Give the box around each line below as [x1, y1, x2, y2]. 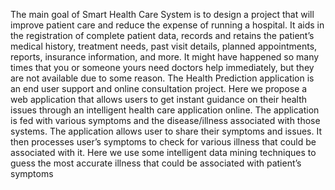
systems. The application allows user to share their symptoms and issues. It [10, 125, 322, 137]
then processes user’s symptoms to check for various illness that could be [10, 136, 317, 148]
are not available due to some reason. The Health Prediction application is [10, 72, 315, 84]
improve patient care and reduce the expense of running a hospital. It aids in [10, 19, 325, 31]
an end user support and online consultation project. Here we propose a [10, 83, 308, 94]
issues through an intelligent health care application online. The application [10, 104, 320, 116]
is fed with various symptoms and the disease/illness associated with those [10, 115, 321, 126]
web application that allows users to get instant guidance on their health [10, 94, 308, 105]
